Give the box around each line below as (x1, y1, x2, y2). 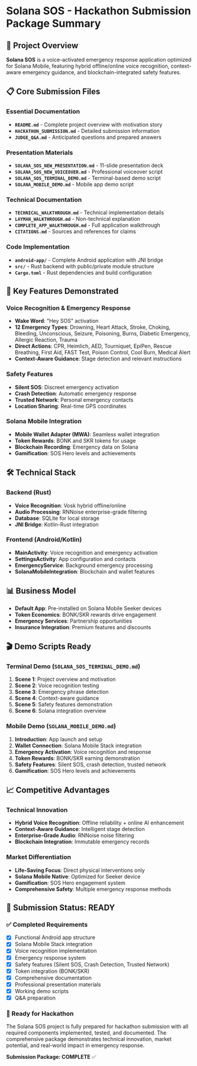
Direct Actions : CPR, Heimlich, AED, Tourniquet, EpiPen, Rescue (14, 342, 172, 350)
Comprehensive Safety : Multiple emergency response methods (14, 886, 172, 893)
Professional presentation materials (14, 981, 101, 988)
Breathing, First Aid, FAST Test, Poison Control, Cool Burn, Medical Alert (14, 349, 191, 356)
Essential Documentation (6, 107, 80, 116)
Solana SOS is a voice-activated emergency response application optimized (6, 56, 192, 63)
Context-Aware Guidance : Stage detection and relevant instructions (14, 355, 182, 363)
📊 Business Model (6, 586, 76, 596)
